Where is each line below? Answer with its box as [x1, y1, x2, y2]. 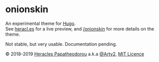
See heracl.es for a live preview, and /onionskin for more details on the [5, 25, 154, 32]
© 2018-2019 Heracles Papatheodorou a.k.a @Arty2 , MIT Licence [5, 51, 145, 57]
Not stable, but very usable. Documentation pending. [5, 41, 117, 47]
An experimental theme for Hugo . [5, 20, 76, 26]
